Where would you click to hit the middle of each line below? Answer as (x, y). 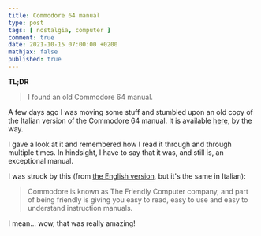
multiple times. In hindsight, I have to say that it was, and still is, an (116, 152)
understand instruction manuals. (80, 208)
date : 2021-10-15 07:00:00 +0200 (63, 45)
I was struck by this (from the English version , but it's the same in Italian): (127, 176)
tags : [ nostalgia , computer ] (60, 30)
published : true (35, 60)
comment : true (32, 37)
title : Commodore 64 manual (54, 15)
